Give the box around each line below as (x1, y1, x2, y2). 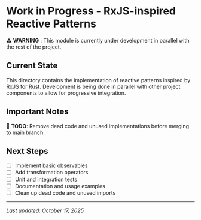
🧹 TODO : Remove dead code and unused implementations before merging (6, 122, 190, 129)
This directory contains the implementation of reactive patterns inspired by (6, 76, 191, 83)
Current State (6, 61, 58, 71)
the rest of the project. (6, 43, 62, 50)
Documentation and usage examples (14, 182, 106, 189)
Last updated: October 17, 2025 (6, 207, 84, 214)
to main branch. (6, 129, 45, 136)
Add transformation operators (14, 169, 89, 176)
